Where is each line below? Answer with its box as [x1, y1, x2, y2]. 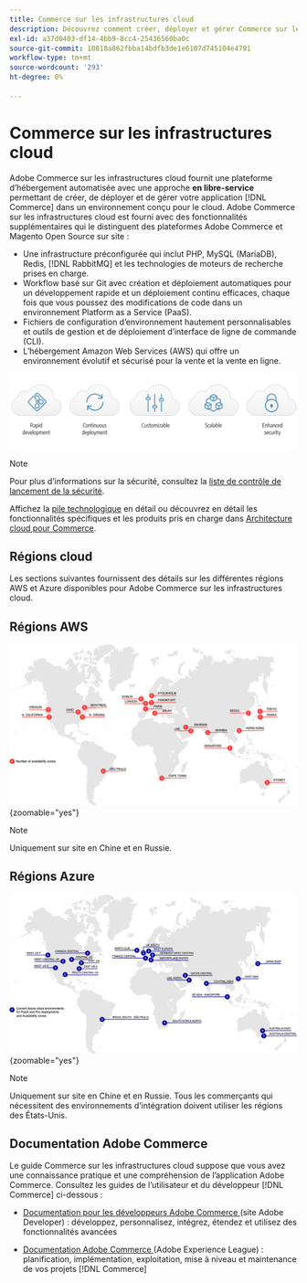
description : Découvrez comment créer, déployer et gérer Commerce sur [9, 24, 288, 34]
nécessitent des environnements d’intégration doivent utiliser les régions [9, 1099, 283, 1110]
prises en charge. [22, 268, 90, 279]
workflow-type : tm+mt [9, 53, 92, 63]
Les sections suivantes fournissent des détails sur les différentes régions [9, 573, 284, 584]
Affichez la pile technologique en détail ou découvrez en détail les [9, 503, 258, 514]
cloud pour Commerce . [9, 522, 97, 534]
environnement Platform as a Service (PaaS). [22, 306, 192, 317]
